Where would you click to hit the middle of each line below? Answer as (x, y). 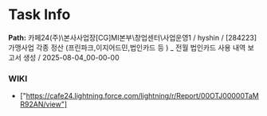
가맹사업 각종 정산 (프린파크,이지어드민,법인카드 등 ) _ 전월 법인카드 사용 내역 (127, 47)
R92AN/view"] (43, 104)
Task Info (39, 15)
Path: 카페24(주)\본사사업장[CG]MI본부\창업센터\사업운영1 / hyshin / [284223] (133, 37)
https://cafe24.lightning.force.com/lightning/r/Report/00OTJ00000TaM (142, 96)
